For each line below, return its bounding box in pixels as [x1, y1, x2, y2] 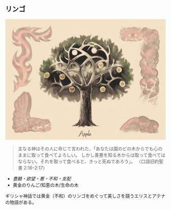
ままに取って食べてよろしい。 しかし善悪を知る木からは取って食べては [17, 152, 165, 158]
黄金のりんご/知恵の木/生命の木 [12, 182, 79, 188]
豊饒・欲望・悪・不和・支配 [12, 175, 71, 181]
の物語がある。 [5, 199, 37, 205]
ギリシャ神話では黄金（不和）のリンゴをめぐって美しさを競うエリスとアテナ [5, 193, 166, 199]
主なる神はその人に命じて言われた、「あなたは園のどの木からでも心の [17, 145, 163, 152]
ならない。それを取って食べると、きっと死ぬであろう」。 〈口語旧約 [17, 158, 159, 165]
